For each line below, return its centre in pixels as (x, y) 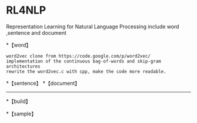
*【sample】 (21, 114)
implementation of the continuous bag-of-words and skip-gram (84, 61)
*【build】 (18, 101)
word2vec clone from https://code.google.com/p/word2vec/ (78, 56)
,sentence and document (36, 32)
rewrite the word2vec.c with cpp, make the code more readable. (86, 71)
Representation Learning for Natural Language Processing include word (93, 26)
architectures (23, 66)
